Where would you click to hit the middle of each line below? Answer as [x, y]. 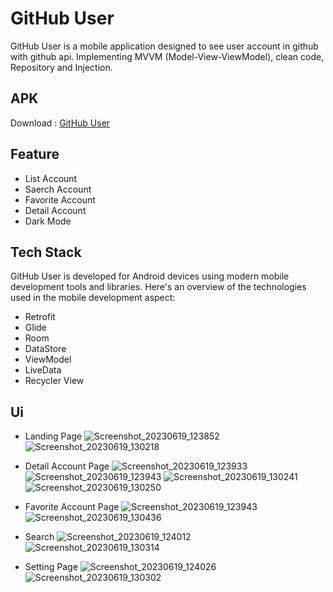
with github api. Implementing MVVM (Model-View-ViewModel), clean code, [167, 56]
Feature [35, 154]
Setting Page [51, 567]
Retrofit [40, 317]
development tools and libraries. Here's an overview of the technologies [158, 287]
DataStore [45, 349]
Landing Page [53, 436]
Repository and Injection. [61, 67]
